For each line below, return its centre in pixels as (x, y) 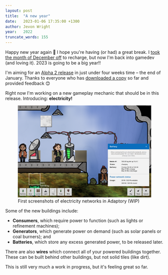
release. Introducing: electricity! (39, 98)
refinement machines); (36, 226)
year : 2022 (19, 32)
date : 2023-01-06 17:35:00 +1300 (43, 21)
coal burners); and (32, 236)
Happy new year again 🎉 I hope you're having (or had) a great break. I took (82, 52)
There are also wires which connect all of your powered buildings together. (83, 251)
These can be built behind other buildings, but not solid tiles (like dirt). (78, 257)
